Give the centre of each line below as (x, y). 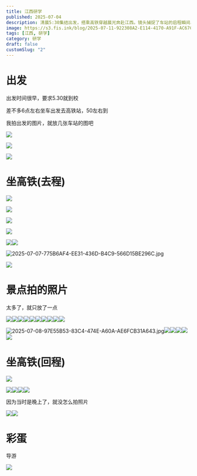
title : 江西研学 (24, 11)
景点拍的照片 (37, 290)
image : (14, 28)
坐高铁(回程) (36, 362)
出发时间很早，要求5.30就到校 (43, 98)
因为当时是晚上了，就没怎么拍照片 (47, 401)
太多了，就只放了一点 (32, 307)
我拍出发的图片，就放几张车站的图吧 (50, 123)
